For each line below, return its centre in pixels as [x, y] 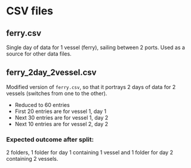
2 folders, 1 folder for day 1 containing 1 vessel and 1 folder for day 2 [90, 152]
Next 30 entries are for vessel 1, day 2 [61, 117]
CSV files [30, 11]
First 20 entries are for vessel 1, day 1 [61, 111]
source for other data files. [39, 54]
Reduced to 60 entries [42, 105]
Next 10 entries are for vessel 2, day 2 [61, 124]
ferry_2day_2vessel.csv [51, 73]
